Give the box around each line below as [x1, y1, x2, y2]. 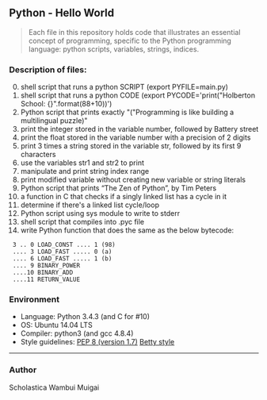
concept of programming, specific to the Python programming [28, 36, 232, 45]
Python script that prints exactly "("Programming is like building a [20, 107, 235, 117]
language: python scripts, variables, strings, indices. [28, 44, 200, 54]
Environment [9, 294, 60, 305]
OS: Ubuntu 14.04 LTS [20, 321, 93, 330]
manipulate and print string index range [20, 167, 150, 176]
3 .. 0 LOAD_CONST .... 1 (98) [12, 241, 116, 249]
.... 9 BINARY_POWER [12, 262, 81, 270]
